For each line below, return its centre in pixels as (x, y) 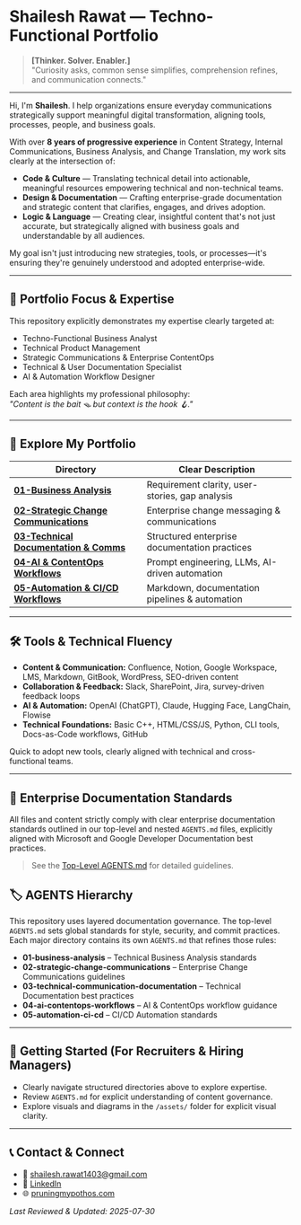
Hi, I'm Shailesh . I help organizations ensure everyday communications (141, 105)
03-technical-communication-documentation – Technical (132, 986)
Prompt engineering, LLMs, (203, 561)
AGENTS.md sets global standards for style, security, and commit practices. (145, 930)
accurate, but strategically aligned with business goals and (131, 225)
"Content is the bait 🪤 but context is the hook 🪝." (101, 404)
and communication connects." (89, 79)
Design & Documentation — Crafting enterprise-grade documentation (152, 197)
